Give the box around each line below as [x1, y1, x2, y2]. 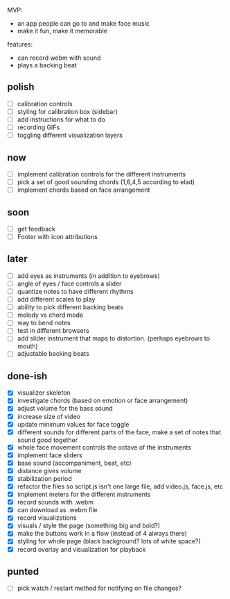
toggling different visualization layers [17, 131, 123, 140]
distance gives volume [17, 466, 82, 475]
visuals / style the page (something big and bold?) [17, 521, 161, 530]
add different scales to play [17, 295, 96, 304]
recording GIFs [17, 123, 60, 131]
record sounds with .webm [17, 498, 94, 507]
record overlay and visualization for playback [17, 545, 146, 553]
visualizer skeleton [17, 388, 71, 397]
